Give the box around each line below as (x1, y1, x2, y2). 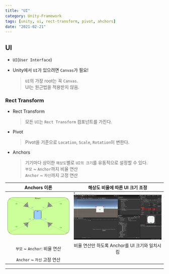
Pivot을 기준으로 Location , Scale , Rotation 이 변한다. (25, 139, 130, 146)
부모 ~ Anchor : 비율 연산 (16, 246, 61, 252)
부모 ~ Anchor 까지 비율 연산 (25, 166, 78, 172)
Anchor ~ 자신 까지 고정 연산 (25, 172, 78, 178)
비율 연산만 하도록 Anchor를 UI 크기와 (73, 242, 148, 249)
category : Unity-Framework (5, 13, 62, 19)
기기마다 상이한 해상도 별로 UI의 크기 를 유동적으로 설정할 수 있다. (25, 160, 148, 166)
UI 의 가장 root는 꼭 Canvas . (25, 78, 78, 84)
